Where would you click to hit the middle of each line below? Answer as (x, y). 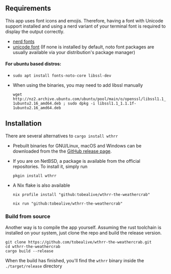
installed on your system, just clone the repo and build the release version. (83, 233)
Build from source (28, 216)
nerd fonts (23, 41)
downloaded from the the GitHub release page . (62, 151)
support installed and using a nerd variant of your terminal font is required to (86, 26)
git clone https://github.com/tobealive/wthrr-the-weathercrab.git (79, 242)
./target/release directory (34, 266)
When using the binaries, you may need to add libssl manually (78, 85)
